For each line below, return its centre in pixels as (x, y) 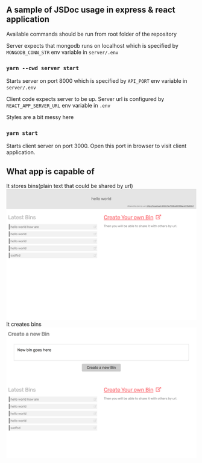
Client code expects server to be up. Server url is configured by (85, 99)
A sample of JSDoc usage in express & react (91, 10)
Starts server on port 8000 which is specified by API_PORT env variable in (97, 81)
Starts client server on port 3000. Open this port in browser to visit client (96, 146)
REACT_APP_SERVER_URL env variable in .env (58, 106)
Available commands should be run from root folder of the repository (91, 34)
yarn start (22, 133)
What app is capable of (50, 171)
